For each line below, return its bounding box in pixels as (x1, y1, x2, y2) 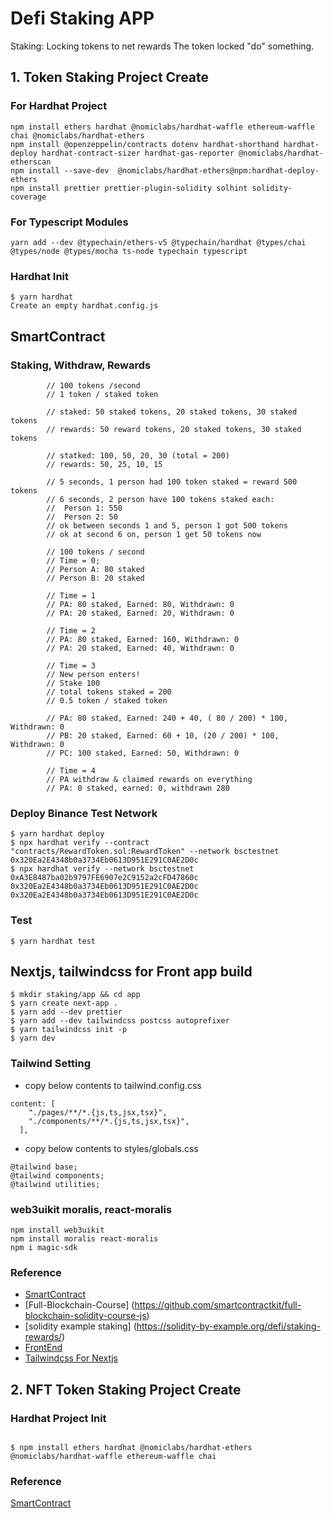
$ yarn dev (10, 1033, 56, 1044)
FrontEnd (24, 1342, 63, 1354)
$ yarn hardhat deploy (10, 829, 105, 839)
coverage (10, 192, 47, 202)
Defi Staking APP (10, 7, 155, 30)
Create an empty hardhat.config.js (10, 301, 159, 311)
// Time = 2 (46, 625, 97, 636)
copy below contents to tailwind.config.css (24, 1079, 202, 1091)
